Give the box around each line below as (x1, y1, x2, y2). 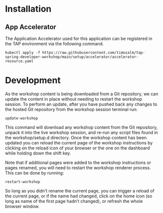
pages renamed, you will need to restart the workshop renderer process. (5, 164, 151, 171)
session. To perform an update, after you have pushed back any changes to (5, 101, 158, 107)
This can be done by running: (5, 170, 64, 176)
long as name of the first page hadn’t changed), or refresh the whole (5, 198, 143, 204)
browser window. (5, 203, 40, 209)
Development (5, 75, 61, 86)
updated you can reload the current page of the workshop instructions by (5, 140, 153, 145)
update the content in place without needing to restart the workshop (5, 96, 143, 102)
